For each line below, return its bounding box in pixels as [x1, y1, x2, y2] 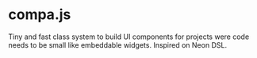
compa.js [8, 6, 71, 24]
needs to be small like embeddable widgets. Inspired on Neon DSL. [8, 40, 228, 49]
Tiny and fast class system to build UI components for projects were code [8, 32, 250, 41]
